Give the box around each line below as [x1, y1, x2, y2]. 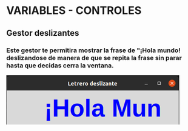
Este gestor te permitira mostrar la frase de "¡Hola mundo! [6, 46, 181, 55]
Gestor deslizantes [6, 28, 79, 38]
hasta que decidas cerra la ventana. [6, 61, 114, 70]
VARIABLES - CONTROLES [6, 4, 142, 18]
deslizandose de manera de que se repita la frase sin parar [6, 53, 182, 62]
